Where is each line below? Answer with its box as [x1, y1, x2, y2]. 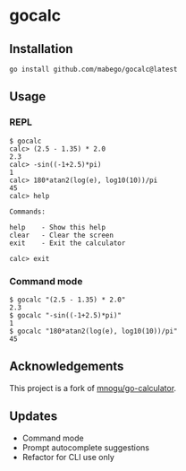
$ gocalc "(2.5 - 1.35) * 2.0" [9, 295, 126, 304]
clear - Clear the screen [9, 231, 114, 240]
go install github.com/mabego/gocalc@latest [9, 65, 178, 74]
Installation [9, 41, 73, 57]
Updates [9, 409, 58, 424]
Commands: [9, 207, 46, 216]
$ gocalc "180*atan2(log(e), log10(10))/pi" [9, 327, 178, 336]
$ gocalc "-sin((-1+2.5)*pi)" [9, 310, 123, 319]
